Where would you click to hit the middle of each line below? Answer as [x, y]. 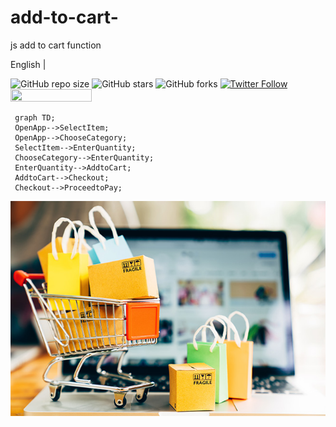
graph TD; [35, 117]
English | [28, 64]
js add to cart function [56, 45]
